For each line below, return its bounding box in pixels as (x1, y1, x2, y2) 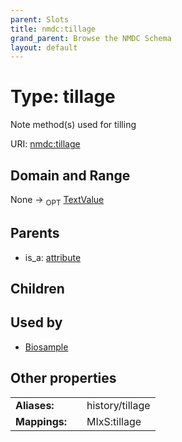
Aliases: (15, 398, 55, 412)
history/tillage (86, 398, 151, 412)
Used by (10, 314, 63, 331)
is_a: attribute (24, 251, 82, 263)
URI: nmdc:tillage (10, 138, 81, 150)
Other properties (10, 370, 117, 387)
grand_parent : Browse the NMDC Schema (10, 33, 172, 43)
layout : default (10, 42, 78, 53)
